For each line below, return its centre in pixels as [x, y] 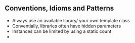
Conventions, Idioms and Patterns [59, 8]
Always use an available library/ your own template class [71, 20]
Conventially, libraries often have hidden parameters [66, 26]
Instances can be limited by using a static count [62, 31]
